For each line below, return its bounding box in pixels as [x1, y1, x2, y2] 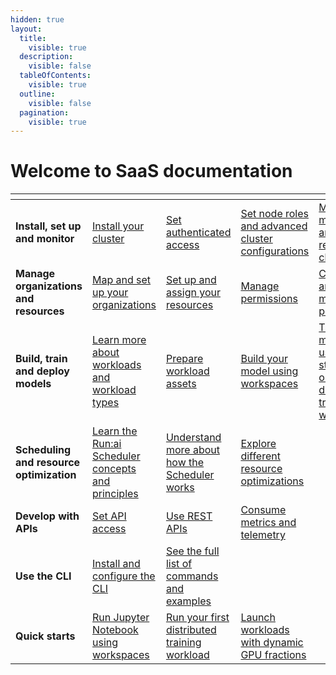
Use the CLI [15, 569, 72, 583]
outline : [19, 89, 56, 99]
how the [165, 456, 205, 470]
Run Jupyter [92, 611, 150, 625]
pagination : [19, 107, 70, 118]
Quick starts [15, 629, 76, 643]
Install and [92, 557, 141, 571]
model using [240, 364, 299, 378]
